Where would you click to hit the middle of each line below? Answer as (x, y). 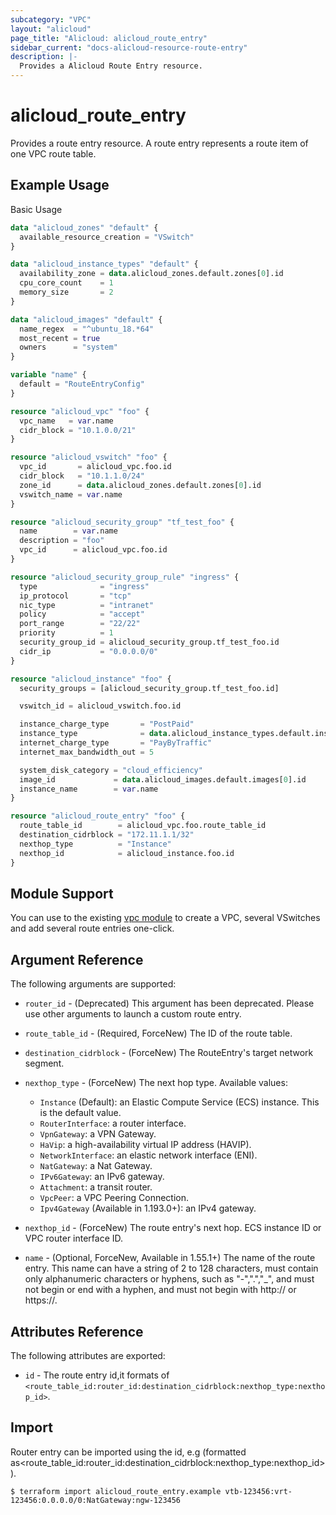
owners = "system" (68, 347)
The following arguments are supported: (93, 984)
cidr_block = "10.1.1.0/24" (82, 476)
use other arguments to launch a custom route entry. (133, 1014)
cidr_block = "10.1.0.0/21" (78, 430)
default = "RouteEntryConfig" (82, 384)
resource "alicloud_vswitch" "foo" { (89, 457)
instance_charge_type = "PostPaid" (107, 724)
